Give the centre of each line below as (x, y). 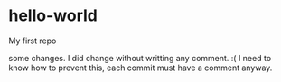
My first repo (33, 41)
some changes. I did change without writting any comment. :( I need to (140, 58)
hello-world (53, 16)
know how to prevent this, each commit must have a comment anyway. (140, 68)
